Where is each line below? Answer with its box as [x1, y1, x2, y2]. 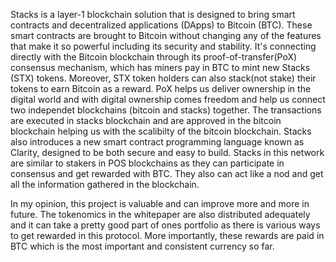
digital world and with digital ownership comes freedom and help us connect [10, 94, 326, 105]
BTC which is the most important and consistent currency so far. [10, 240, 275, 252]
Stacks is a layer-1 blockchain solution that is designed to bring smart [10, 9, 296, 20]
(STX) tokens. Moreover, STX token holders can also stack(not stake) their [10, 72, 317, 84]
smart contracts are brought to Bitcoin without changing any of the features [10, 30, 322, 41]
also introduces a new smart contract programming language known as [10, 136, 305, 148]
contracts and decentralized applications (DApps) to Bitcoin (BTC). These [10, 19, 313, 31]
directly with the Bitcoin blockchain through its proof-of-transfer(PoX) [10, 51, 298, 63]
